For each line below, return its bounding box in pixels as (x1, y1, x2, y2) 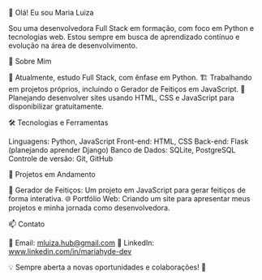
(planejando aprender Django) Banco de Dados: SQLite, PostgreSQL (8, 145, 236, 154)
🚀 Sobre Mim (8, 57, 52, 66)
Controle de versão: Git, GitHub (8, 154, 114, 163)
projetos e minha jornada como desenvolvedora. (8, 203, 170, 213)
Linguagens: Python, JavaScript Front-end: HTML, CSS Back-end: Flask (8, 136, 249, 146)
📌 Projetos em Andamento (8, 170, 96, 179)
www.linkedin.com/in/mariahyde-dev (8, 247, 132, 256)
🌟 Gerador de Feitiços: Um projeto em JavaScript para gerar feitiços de (8, 185, 246, 195)
